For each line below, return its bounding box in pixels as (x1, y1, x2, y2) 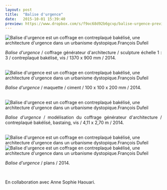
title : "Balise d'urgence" (5, 12, 64, 17)
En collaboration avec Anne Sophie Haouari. (5, 179, 95, 185)
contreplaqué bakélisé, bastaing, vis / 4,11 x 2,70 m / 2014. (5, 120, 124, 126)
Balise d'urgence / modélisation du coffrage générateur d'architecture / (5, 115, 162, 121)
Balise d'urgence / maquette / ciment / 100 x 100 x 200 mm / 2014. (5, 85, 142, 91)
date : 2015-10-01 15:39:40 (5, 16, 66, 21)
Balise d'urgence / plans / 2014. (5, 160, 71, 166)
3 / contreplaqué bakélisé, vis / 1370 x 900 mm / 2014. (5, 55, 116, 61)
